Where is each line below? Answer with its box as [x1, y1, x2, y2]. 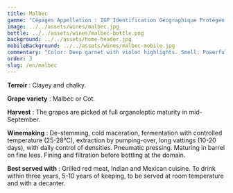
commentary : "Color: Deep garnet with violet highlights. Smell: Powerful [7, 49, 228, 56]
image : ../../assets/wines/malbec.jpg [7, 23, 119, 30]
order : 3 [7, 56, 33, 62]
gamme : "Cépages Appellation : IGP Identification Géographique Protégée [7, 17, 225, 24]
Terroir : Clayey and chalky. [7, 81, 87, 89]
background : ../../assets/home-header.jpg [7, 36, 132, 43]
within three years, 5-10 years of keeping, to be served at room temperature [7, 171, 224, 180]
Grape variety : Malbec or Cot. [7, 94, 96, 103]
